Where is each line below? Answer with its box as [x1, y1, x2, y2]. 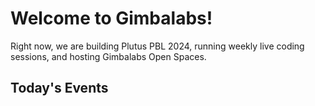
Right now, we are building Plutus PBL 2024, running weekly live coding [10, 40, 305, 52]
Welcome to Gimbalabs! [10, 7, 213, 30]
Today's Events [10, 80, 109, 97]
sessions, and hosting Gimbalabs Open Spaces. [10, 50, 207, 62]
